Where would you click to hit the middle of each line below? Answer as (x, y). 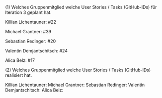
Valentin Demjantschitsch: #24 (37, 51)
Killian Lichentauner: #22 (31, 22)
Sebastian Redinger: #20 (31, 41)
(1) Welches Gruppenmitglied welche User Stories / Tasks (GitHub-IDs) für (81, 7)
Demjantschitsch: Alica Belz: (34, 90)
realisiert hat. (19, 75)
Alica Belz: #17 (20, 60)
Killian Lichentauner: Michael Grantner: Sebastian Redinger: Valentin (75, 85)
